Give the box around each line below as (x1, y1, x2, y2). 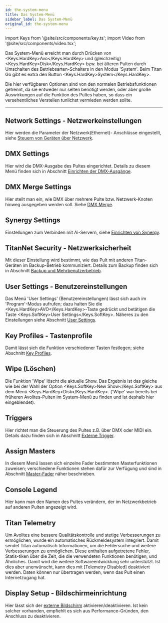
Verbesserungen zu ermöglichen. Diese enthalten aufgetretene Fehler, (5, 548, 150, 554)
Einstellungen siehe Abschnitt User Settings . (5, 317, 96, 323)
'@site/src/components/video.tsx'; (5, 41, 76, 47)
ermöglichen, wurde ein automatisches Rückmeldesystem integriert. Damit (5, 537, 159, 543)
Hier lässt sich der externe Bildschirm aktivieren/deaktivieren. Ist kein (5, 602, 148, 608)
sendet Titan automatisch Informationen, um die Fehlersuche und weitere (5, 543, 156, 548)
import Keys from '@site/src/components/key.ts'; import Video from (5, 35, 145, 41)
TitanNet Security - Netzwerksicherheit (5, 244, 131, 252)
